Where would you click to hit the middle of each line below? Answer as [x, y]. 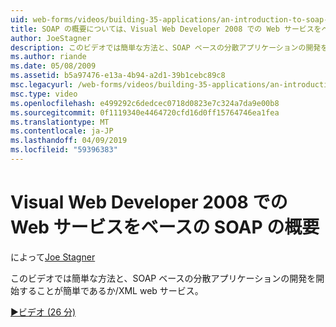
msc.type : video [44, 94]
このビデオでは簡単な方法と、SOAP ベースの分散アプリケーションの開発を [163, 278]
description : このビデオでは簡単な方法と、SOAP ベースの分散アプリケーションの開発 [166, 47]
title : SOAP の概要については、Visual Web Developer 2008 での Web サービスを [166, 29]
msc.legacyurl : [42, 85]
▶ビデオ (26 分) [43, 312]
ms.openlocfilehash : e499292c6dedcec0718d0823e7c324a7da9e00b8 [145, 103]
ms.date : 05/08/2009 [53, 66]
